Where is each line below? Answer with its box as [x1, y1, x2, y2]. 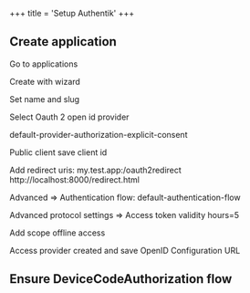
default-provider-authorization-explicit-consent [9, 129, 188, 140]
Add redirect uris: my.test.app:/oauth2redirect [9, 164, 182, 175]
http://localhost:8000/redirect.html [9, 173, 140, 185]
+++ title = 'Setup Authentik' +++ [9, 8, 135, 18]
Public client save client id [9, 146, 108, 158]
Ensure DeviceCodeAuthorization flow [9, 271, 233, 287]
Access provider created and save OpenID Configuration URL [9, 245, 241, 256]
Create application [9, 34, 117, 49]
